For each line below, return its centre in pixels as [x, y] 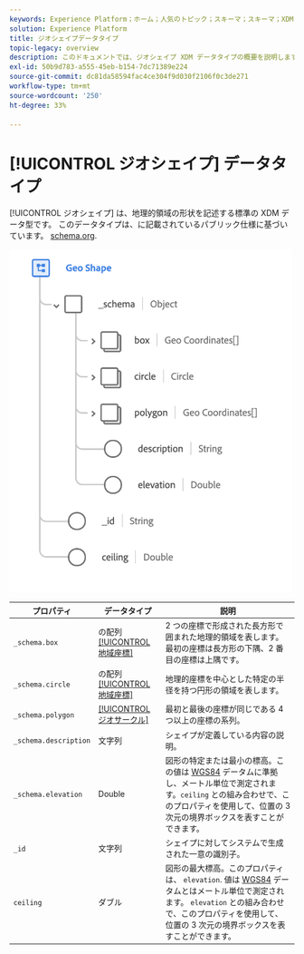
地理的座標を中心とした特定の [221, 678]
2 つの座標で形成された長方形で [224, 625]
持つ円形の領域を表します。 [232, 690]
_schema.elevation [48, 795]
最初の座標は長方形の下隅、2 [219, 647]
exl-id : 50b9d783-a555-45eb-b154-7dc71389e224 [99, 67]
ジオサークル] [123, 719]
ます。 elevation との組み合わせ [225, 902]
